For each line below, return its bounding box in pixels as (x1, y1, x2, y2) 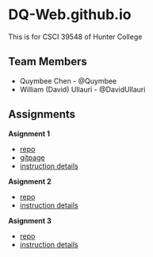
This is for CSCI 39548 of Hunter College (8, 32, 143, 41)
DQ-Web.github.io (8, 6, 132, 24)
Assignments (8, 107, 76, 121)
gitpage (19, 153, 45, 162)
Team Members (8, 55, 87, 68)
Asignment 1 (8, 129, 50, 138)
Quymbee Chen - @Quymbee (19, 76, 117, 85)
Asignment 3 (8, 216, 52, 225)
